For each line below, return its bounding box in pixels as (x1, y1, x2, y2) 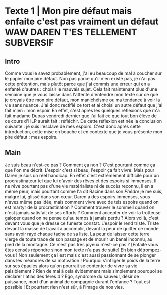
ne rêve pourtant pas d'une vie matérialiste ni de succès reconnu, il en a (5, 183, 154, 189)
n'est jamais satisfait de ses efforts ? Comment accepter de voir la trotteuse (5, 209, 161, 215)
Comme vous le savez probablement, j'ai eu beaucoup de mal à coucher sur (5, 70, 162, 76)
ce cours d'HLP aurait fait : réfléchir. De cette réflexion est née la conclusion (5, 118, 162, 124)
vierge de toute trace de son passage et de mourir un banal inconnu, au (5, 236, 153, 242)
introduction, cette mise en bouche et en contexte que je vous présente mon (5, 129, 163, 135)
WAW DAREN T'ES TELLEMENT (5, 27, 137, 38)
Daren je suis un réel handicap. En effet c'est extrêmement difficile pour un (5, 172, 159, 178)
